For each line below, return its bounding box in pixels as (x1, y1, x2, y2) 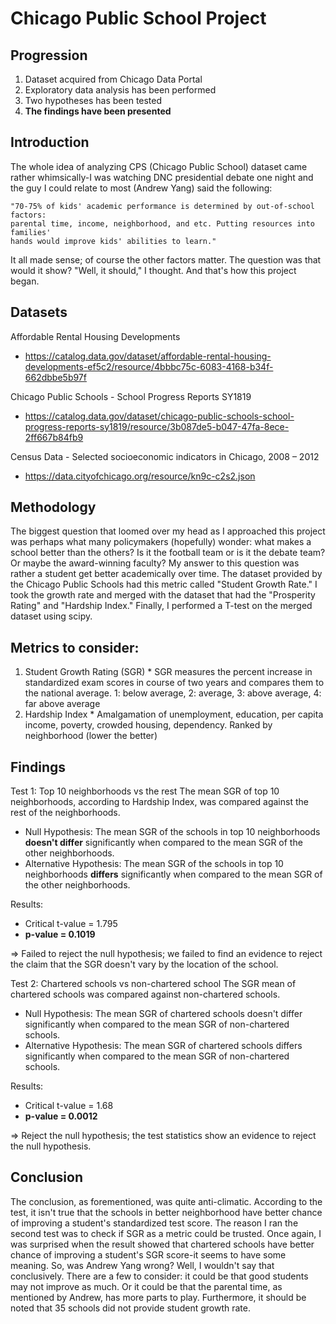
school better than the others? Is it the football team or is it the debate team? (10, 547, 326, 559)
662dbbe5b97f (24, 371, 87, 383)
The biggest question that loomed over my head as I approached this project (10, 525, 326, 537)
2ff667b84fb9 (24, 431, 84, 443)
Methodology (10, 499, 97, 516)
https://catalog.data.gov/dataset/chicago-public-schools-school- (24, 410, 295, 422)
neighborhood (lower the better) (24, 730, 158, 742)
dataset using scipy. (10, 610, 93, 622)
